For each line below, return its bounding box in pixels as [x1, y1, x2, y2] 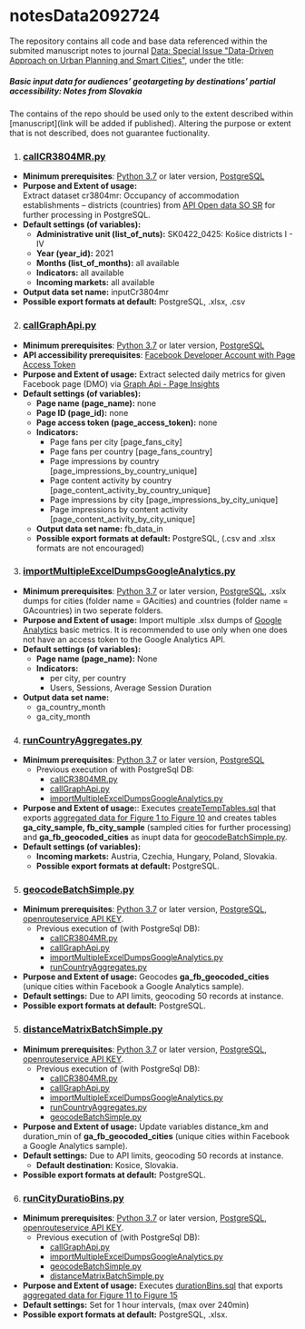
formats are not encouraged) [35, 542, 144, 553]
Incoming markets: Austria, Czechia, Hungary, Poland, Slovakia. [35, 851, 278, 862]
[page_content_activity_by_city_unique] [49, 513, 195, 524]
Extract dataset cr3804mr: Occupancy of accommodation [22, 190, 240, 201]
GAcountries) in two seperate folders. [22, 605, 163, 616]
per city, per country [49, 672, 127, 683]
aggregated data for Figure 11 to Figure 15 [22, 1289, 179, 1300]
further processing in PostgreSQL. [22, 210, 152, 221]
